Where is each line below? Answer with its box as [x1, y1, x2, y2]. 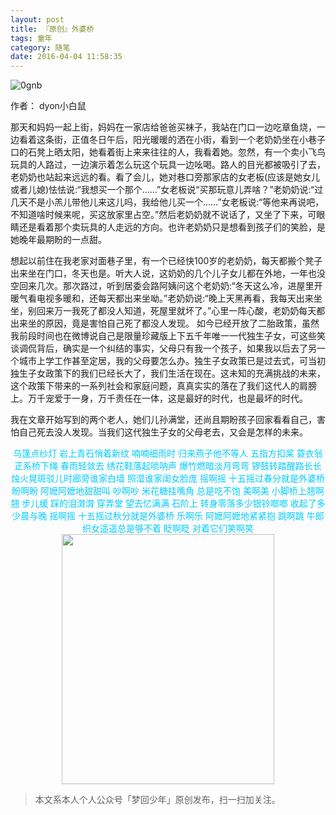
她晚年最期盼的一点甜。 [10, 234, 107, 246]
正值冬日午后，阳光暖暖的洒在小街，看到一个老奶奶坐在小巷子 [71, 134, 326, 146]
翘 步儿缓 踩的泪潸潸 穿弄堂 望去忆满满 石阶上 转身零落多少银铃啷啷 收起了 [10, 497, 317, 510]
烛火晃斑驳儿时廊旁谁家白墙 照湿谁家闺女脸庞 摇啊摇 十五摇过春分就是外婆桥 [11, 472, 325, 485]
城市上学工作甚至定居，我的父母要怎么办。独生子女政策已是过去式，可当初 [18, 355, 326, 367]
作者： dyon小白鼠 [10, 100, 87, 112]
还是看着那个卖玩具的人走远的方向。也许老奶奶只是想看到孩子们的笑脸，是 [18, 221, 326, 233]
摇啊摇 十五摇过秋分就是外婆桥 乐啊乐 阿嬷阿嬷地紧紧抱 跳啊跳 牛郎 [49, 510, 325, 522]
